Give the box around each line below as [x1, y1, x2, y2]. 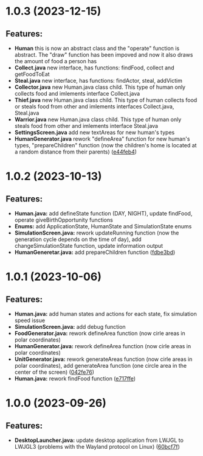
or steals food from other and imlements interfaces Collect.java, [14, 103, 174, 110]
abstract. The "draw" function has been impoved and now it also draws [14, 51, 193, 58]
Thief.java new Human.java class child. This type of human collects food [14, 96, 198, 103]
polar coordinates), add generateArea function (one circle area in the [14, 362, 187, 369]
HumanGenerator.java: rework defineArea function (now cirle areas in [14, 343, 191, 349]
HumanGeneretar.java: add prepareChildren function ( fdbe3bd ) [14, 248, 176, 256]
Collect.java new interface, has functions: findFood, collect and [14, 64, 174, 71]
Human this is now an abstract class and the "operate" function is [14, 44, 180, 52]
